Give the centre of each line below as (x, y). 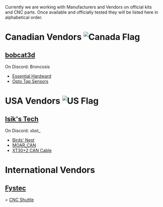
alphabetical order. (24, 17)
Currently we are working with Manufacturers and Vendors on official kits (79, 7)
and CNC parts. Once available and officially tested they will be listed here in (82, 12)
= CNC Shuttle (19, 200)
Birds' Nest (23, 140)
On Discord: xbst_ (23, 131)
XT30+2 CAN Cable (32, 150)
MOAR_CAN (24, 145)
